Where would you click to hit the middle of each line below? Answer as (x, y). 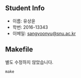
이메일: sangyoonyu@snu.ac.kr (44, 33)
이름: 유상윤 (24, 21)
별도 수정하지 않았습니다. (29, 62)
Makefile (19, 49)
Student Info (25, 8)
